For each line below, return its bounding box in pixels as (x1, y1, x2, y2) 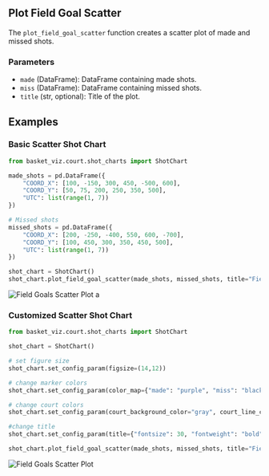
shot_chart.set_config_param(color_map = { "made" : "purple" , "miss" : (8, 386, 239, 394)
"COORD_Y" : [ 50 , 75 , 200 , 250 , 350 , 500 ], (22, 186, 167, 195)
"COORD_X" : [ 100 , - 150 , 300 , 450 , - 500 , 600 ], (22, 179, 181, 187)
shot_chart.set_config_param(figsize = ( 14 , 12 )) (8, 364, 167, 372)
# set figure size (8, 357, 70, 365)
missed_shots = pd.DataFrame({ (8, 223, 113, 231)
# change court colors (8, 401, 84, 409)
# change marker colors (8, 379, 88, 387)
